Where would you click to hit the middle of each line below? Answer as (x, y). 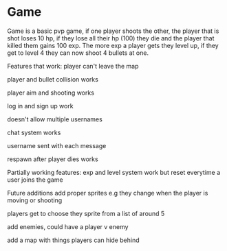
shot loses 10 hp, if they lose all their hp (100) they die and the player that (111, 38)
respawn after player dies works (53, 159)
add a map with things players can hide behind (73, 240)
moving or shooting (35, 200)
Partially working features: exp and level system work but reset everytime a (114, 172)
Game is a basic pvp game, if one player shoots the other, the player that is (113, 31)
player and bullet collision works (53, 79)
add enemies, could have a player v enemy (68, 226)
